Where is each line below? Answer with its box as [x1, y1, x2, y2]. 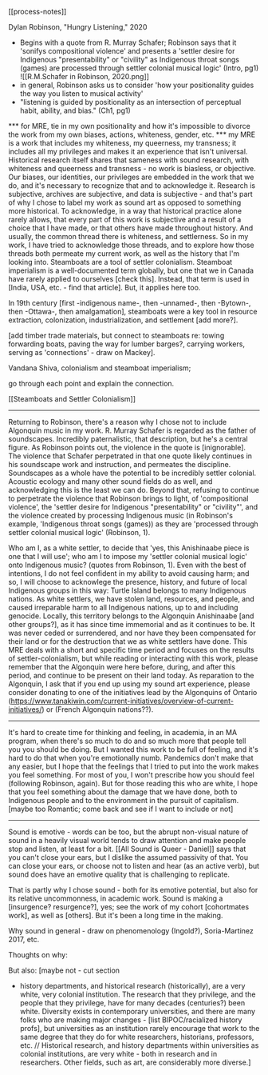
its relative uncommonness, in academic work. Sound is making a [8, 893, 223, 903]
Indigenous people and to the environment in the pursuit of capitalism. [8, 796, 239, 805]
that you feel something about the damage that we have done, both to [8, 787, 238, 797]
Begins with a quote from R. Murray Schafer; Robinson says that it [19, 38, 237, 47]
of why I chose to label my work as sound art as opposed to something [8, 198, 242, 207]
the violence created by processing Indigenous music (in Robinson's [8, 511, 234, 520]
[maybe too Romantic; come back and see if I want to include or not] [8, 804, 234, 813]
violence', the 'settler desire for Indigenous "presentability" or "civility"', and [8, 502, 258, 511]
